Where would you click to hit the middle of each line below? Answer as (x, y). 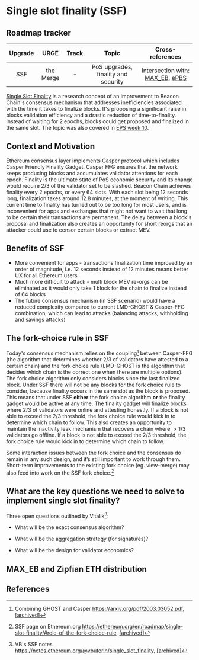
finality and (112, 74)
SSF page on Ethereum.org (48, 627)
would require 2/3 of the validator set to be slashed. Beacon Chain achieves (99, 185)
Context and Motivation (51, 146)
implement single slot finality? (63, 501)
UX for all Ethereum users (46, 275)
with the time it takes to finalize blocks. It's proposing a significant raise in (96, 109)
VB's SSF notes (33, 645)
